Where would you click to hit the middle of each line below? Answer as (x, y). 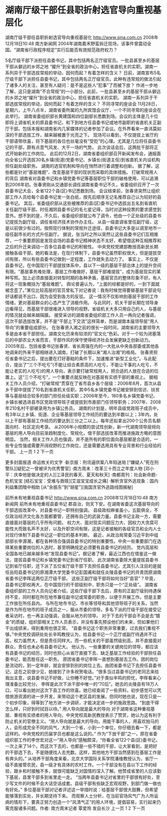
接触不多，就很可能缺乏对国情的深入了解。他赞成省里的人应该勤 (96, 771)
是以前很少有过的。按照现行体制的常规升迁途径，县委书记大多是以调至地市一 (83, 228)
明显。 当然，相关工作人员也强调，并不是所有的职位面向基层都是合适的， (80, 439)
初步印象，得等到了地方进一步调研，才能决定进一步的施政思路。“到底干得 (84, 702)
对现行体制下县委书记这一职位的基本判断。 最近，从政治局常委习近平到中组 (82, 535)
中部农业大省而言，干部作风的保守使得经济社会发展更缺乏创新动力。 (83, 340)
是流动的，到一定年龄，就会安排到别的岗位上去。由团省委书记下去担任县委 (81, 665)
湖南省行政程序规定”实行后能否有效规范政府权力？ (67, 50)
